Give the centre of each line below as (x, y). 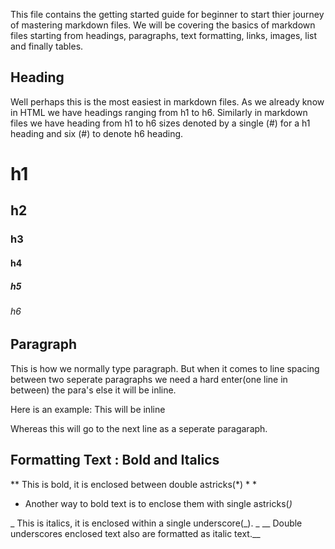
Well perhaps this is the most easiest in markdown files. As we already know (167, 101)
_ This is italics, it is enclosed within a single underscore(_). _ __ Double (156, 523)
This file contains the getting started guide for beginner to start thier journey (167, 14)
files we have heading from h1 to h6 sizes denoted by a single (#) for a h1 (160, 123)
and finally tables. (47, 46)
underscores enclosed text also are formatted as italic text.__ (135, 533)
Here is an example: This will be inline (88, 409)
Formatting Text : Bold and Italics (115, 460)
